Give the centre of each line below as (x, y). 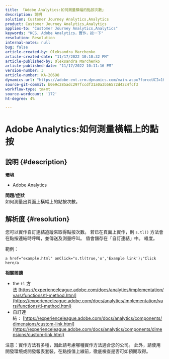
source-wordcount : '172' (31, 94)
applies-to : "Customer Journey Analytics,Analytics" (62, 29)
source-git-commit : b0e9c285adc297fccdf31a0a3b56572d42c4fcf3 (72, 84)
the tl (19, 284)
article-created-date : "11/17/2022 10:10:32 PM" (57, 56)
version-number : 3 (24, 71)
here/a (12, 263)
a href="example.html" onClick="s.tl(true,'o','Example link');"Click (81, 259)
